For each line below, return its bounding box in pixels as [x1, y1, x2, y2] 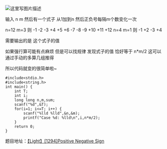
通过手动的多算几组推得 [5, 55, 54, 61]
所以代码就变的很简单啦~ [5, 66, 57, 71]
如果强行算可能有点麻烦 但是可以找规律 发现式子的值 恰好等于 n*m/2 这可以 [5, 48, 161, 54]
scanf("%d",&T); [14, 102, 49, 107]
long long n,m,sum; [14, 97, 55, 103]
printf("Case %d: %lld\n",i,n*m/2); [23, 115, 100, 120]
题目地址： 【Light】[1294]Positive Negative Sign [5, 138, 104, 144]
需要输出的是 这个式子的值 [5, 38, 60, 43]
